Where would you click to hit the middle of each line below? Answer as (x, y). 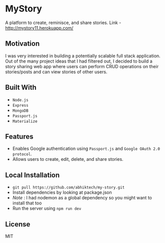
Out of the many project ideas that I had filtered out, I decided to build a (79, 61)
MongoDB (20, 111)
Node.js (20, 100)
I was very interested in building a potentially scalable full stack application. (83, 56)
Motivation (22, 44)
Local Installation (32, 175)
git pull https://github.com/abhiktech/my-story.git (68, 188)
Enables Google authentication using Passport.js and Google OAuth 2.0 (86, 149)
